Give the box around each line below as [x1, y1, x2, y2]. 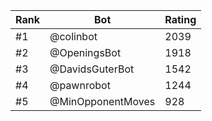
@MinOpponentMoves [49, 95, 156, 108]
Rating [164, 13, 197, 26]
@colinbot [49, 30, 98, 43]
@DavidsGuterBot [49, 62, 135, 76]
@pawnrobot [49, 79, 111, 92]
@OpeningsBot [49, 46, 122, 59]
